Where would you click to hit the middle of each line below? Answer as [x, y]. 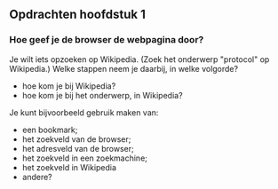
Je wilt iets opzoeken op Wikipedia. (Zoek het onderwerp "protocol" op [139, 59]
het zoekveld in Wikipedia [69, 167]
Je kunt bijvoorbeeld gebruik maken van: [84, 112]
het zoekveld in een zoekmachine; [85, 158]
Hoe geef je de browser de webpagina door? [107, 40]
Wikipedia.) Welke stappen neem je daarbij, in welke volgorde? [123, 68]
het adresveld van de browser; [78, 148]
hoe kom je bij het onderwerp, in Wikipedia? [103, 95]
